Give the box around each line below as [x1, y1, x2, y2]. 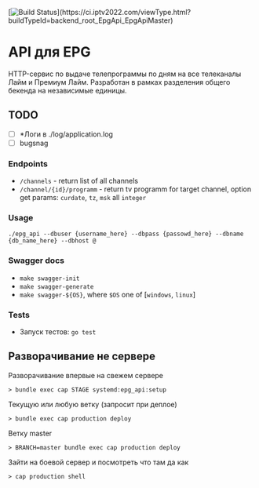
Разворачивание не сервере [8, 350, 155, 363]
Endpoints [8, 158, 49, 169]
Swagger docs [8, 255, 65, 266]
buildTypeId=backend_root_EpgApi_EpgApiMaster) [8, 16, 173, 25]
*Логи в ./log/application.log [19, 129, 114, 139]
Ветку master [8, 428, 53, 438]
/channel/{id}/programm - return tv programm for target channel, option [19, 184, 252, 194]
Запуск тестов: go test [19, 327, 97, 337]
